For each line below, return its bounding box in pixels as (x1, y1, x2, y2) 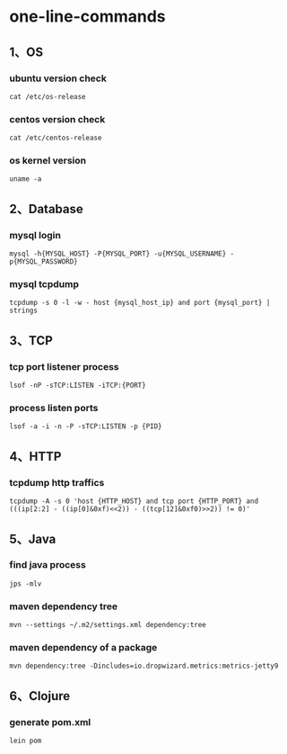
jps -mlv (9, 579, 42, 588)
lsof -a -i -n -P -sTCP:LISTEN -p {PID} (9, 422, 163, 431)
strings (9, 306, 39, 316)
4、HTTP (9, 448, 62, 464)
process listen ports (9, 402, 99, 415)
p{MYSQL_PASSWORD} (9, 257, 78, 266)
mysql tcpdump (9, 278, 79, 291)
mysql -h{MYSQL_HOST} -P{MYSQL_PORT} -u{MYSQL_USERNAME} (9, 249, 227, 258)
